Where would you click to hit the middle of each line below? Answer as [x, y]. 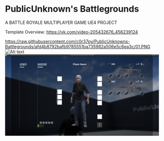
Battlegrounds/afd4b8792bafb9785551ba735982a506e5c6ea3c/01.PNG [78, 46]
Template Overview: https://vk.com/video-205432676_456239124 [72, 32]
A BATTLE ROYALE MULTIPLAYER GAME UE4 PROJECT [61, 22]
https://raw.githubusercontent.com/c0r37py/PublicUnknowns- [68, 41]
